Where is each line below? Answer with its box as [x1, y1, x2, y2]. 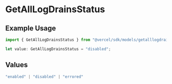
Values [5, 61, 28, 69]
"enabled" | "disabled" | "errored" [5, 74, 83, 79]
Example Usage [5, 24, 56, 33]
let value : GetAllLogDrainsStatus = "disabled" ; [5, 46, 111, 51]
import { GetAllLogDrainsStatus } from [5, 37, 91, 42]
